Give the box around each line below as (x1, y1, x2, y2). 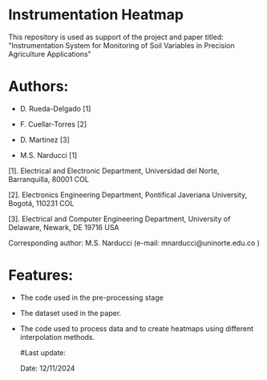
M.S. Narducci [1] (19, 150, 78, 160)
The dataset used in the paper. (19, 308, 122, 317)
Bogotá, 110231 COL (8, 198, 75, 208)
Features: (8, 266, 74, 285)
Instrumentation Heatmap (8, 6, 184, 24)
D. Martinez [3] (19, 135, 70, 144)
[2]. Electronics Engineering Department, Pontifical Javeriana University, (8, 190, 248, 200)
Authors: (8, 78, 69, 95)
